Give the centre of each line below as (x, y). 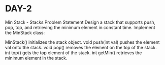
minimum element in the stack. (36, 58)
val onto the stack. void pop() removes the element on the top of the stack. (81, 47)
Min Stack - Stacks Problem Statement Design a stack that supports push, (80, 22)
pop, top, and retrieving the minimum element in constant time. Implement (80, 27)
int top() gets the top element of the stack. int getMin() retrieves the (74, 53)
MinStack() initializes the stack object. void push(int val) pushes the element (82, 42)
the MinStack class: (25, 32)
